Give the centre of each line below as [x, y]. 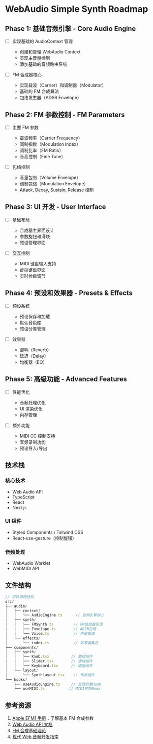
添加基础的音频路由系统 [43, 64]
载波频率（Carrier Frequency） [51, 138]
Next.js [19, 507]
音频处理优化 [32, 402]
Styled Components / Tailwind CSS [48, 532]
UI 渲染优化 [31, 409]
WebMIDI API [26, 569]
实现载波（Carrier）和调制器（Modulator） [63, 85]
